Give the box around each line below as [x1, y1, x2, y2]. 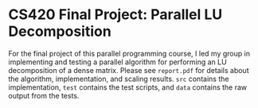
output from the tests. [8, 91, 80, 100]
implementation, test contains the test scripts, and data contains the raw [8, 82, 248, 92]
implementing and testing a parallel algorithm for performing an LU [8, 57, 227, 67]
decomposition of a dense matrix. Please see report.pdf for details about [8, 65, 249, 75]
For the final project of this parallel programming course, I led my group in [8, 48, 251, 58]
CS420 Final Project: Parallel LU [8, 6, 223, 24]
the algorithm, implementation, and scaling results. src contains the [8, 74, 229, 83]
